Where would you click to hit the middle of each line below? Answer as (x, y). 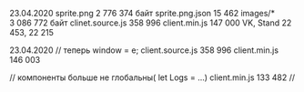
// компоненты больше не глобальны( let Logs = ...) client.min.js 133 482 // (152, 77)
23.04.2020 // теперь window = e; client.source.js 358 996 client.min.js (144, 50)
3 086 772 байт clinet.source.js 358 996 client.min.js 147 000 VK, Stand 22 (151, 23)
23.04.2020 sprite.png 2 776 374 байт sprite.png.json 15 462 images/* (142, 13)
